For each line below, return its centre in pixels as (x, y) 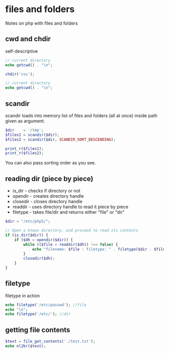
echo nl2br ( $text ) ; (26, 346)
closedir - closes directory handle (48, 202)
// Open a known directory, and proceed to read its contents (72, 230)
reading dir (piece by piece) (49, 179)
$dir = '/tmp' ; (24, 130)
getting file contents (38, 330)
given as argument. (25, 121)
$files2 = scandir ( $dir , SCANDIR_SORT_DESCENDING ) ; (60, 139)
